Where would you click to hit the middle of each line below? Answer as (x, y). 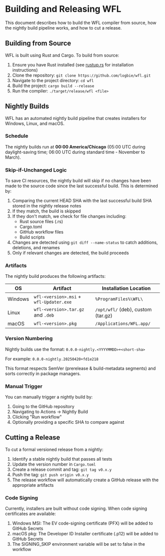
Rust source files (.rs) (41, 222)
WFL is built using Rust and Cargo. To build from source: (62, 55)
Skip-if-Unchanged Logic (36, 170)
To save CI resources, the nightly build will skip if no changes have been (78, 181)
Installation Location (126, 289)
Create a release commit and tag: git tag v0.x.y (62, 469)
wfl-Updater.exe (53, 302)
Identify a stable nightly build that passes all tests (62, 459)
